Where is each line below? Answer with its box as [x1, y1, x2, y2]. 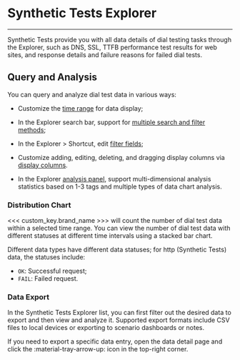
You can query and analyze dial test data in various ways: [7, 90, 177, 99]
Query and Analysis [7, 71, 98, 84]
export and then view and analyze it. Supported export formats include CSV [7, 316, 230, 324]
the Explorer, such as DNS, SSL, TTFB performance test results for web [7, 43, 218, 51]
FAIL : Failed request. [17, 274, 79, 283]
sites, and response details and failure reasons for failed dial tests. [7, 50, 202, 59]
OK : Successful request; [17, 266, 87, 276]
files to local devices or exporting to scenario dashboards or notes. [7, 324, 205, 332]
